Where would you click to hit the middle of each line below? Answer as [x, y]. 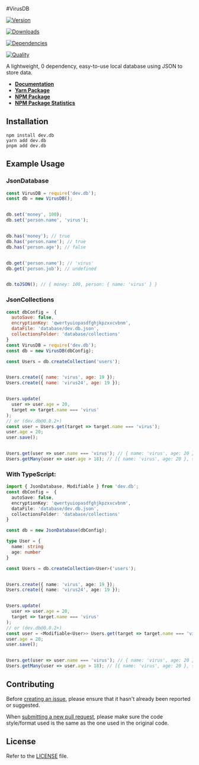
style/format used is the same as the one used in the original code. [88, 723]
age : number [26, 552]
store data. [19, 73]
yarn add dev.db [26, 140]
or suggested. [23, 705]
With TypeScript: [31, 474]
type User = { [24, 541]
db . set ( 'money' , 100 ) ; [34, 215]
